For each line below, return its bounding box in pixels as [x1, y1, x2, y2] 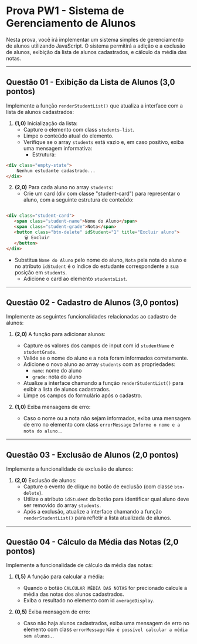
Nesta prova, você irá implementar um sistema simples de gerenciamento [6, 36, 184, 43]
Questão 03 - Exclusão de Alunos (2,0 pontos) [6, 450, 179, 459]
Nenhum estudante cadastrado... [16, 167, 96, 174]
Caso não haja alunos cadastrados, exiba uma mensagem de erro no [23, 619, 189, 626]
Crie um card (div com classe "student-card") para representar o [23, 190, 181, 197]
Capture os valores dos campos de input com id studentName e [23, 342, 174, 349]
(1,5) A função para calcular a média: [14, 573, 104, 580]
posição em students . [14, 269, 67, 276]
